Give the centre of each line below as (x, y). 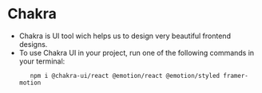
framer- (235, 76)
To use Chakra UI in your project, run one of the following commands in (137, 52)
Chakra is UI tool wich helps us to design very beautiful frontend (125, 36)
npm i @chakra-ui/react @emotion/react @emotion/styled (125, 76)
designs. (33, 44)
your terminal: (42, 61)
